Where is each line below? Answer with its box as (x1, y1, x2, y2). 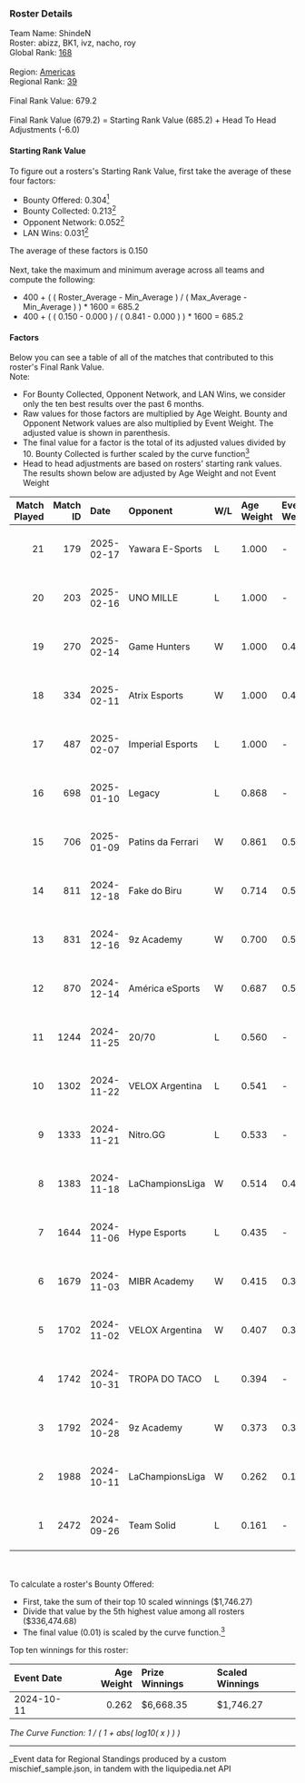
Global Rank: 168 (9, 47, 73, 58)
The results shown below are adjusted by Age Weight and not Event (22, 467, 277, 479)
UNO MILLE (128, 591, 179, 604)
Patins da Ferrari (128, 835, 199, 847)
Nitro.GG (128, 1128, 166, 1141)
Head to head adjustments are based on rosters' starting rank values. (22, 458, 282, 469)
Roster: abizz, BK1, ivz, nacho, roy (9, 37, 136, 48)
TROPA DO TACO (128, 1372, 202, 1385)
